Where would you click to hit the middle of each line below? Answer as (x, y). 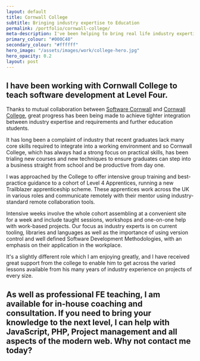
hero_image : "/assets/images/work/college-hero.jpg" (73, 51)
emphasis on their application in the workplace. (64, 245)
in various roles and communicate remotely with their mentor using (88, 196)
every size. (20, 276)
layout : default (26, 12)
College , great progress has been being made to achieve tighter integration (98, 116)
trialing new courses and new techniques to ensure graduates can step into (99, 159)
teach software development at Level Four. (87, 95)
